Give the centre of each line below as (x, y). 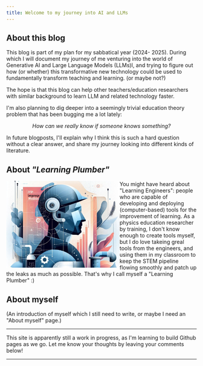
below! (14, 351)
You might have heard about (155, 184)
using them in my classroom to (158, 255)
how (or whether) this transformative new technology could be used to (94, 72)
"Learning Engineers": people (156, 191)
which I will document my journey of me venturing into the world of (90, 59)
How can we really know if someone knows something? (101, 126)
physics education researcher (157, 223)
